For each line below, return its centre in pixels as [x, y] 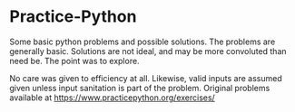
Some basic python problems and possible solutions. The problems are [143, 42]
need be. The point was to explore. [74, 61]
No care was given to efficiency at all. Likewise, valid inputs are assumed [146, 78]
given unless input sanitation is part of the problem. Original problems [140, 88]
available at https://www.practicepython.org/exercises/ [112, 98]
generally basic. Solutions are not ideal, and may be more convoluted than [148, 51]
